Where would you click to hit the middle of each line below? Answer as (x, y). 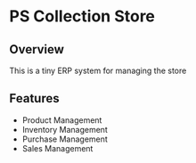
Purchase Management (65, 139)
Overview (37, 49)
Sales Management (57, 148)
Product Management (62, 120)
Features (34, 98)
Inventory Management (65, 129)
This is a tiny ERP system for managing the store (98, 70)
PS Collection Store (82, 16)
